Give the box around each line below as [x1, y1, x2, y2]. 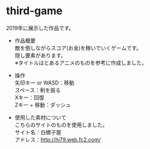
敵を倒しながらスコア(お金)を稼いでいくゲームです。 [14, 44, 142, 51]
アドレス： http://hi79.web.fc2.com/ [14, 136, 101, 143]
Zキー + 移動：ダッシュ [14, 101, 71, 108]
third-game [6, 4, 63, 18]
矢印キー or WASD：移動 [14, 79, 75, 86]
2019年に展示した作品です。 [6, 24, 75, 31]
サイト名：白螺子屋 [14, 128, 62, 135]
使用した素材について [14, 114, 66, 121]
